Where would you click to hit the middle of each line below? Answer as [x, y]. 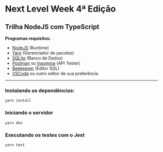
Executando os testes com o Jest [45, 135]
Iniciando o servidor [29, 113]
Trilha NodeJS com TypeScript [52, 27]
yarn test [15, 145]
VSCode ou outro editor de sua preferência [55, 73]
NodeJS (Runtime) [31, 48]
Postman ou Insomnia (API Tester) [46, 63]
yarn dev [14, 123]
